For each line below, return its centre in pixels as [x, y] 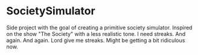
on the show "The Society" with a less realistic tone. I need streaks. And [96, 33]
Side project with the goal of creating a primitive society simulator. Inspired [99, 27]
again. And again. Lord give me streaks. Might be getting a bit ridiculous [96, 40]
